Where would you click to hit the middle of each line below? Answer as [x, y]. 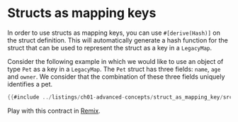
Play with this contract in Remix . [54, 111]
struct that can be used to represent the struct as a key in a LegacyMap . [110, 48]
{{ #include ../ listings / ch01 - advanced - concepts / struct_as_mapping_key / [115, 97]
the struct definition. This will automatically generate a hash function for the [118, 40]
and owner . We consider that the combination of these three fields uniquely [116, 77]
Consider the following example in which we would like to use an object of [115, 61]
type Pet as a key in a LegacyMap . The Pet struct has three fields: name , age [114, 69]
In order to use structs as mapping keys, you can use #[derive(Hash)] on [114, 33]
